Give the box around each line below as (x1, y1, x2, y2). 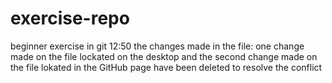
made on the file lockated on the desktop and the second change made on (10, 50, 318, 62)
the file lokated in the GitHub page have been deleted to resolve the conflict (10, 61, 323, 73)
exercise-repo (10, 7, 130, 30)
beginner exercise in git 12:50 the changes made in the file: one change (10, 40, 305, 52)
